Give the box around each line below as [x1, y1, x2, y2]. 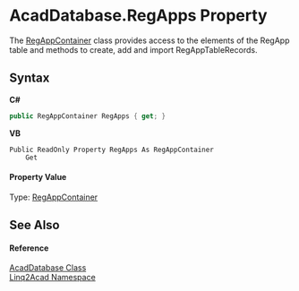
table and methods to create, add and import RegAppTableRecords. [9, 44, 258, 55]
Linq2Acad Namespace [9, 272, 96, 283]
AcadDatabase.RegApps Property [9, 5, 268, 26]
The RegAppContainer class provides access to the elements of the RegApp [9, 35, 290, 46]
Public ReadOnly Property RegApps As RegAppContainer [9, 145, 215, 154]
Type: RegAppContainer [9, 192, 98, 202]
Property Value [9, 172, 67, 183]
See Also [9, 218, 60, 233]
